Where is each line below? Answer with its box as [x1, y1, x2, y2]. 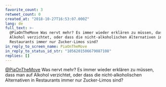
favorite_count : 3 [5, 7, 43, 12]
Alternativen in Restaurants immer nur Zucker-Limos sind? [5, 77, 124, 83]
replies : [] [5, 53, 30, 58]
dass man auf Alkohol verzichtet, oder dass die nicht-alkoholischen [5, 72, 142, 78]
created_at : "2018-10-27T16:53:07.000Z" [5, 16, 90, 21]
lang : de [5, 21, 23, 26]
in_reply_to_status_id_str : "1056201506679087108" [5, 48, 112, 53]
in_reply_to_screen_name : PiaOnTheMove [5, 44, 87, 49]
